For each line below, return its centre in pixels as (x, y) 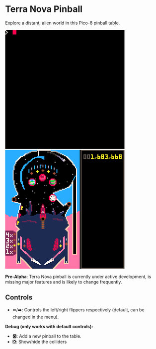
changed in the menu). (36, 317)
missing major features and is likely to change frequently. (64, 282)
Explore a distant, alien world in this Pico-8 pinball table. (63, 23)
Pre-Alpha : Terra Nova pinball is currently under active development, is (78, 277)
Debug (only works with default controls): (49, 326)
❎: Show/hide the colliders (39, 342)
